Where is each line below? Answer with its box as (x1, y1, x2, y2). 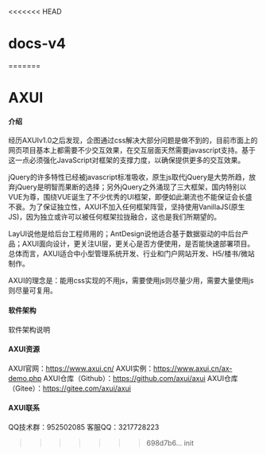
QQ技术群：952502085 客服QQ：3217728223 (8, 422, 160, 432)
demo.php (8, 373, 42, 383)
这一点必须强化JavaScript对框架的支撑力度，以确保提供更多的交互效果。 (8, 155, 245, 165)
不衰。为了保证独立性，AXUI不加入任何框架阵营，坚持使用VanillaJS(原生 (8, 202, 245, 212)
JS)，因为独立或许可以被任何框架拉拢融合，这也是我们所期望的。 (8, 212, 222, 222)
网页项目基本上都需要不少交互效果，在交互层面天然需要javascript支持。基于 (8, 146, 256, 155)
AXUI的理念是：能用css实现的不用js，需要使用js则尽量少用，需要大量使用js (8, 276, 254, 286)
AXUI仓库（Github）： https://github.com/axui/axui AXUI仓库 (43, 373, 238, 383)
